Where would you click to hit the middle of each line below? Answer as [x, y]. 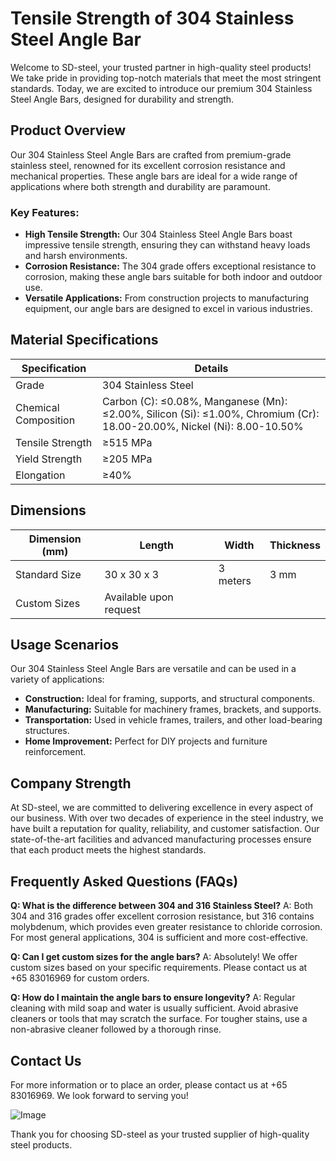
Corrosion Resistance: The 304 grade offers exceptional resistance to [170, 266]
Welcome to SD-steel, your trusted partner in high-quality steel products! [161, 67]
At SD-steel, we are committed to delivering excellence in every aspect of [162, 808]
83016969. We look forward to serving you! [99, 1095]
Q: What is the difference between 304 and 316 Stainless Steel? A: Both [161, 906]
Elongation [40, 475]
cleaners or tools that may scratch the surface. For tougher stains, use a [159, 1019]
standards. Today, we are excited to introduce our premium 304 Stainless [161, 88]
